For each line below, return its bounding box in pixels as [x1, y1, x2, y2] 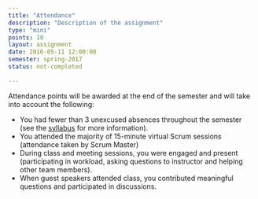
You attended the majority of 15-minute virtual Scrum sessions [19, 131, 222, 141]
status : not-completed [8, 63, 83, 71]
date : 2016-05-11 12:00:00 [8, 48, 97, 56]
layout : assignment [8, 41, 72, 49]
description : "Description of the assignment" [8, 19, 164, 27]
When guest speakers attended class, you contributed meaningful [19, 173, 234, 182]
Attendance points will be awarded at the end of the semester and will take [8, 91, 250, 101]
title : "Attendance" [8, 11, 76, 20]
